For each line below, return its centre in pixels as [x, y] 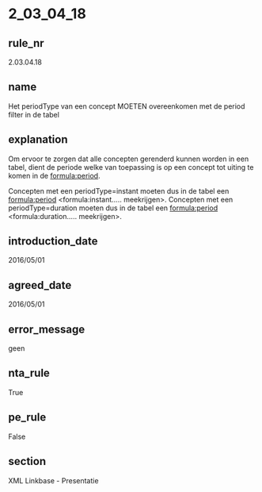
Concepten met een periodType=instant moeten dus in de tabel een [119, 190]
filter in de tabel [34, 114]
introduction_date [53, 242]
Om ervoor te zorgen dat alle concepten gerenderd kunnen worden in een [129, 159]
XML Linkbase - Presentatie [53, 480]
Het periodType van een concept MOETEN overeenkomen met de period [127, 106]
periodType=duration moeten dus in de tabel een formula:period [113, 208]
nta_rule [29, 373]
